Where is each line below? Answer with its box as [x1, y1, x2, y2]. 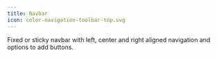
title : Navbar [7, 10, 49, 17]
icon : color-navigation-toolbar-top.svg [7, 17, 126, 23]
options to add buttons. [7, 43, 74, 51]
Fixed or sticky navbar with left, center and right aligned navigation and [7, 35, 211, 43]
